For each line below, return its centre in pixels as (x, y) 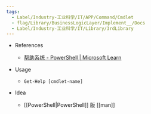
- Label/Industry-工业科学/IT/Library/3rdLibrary (73, 28)
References (29, 45)
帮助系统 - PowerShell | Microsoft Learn (73, 58)
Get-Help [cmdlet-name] (53, 82)
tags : (13, 12)
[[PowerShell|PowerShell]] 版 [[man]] (69, 105)
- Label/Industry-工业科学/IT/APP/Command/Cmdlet (73, 17)
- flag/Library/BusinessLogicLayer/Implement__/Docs (78, 23)
